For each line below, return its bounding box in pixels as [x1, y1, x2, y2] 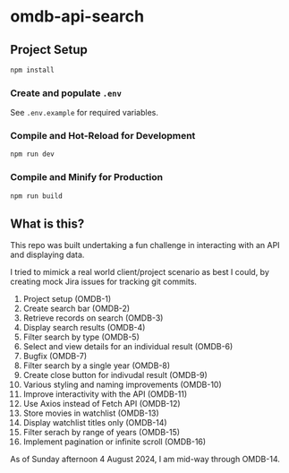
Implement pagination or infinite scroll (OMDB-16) [22, 436, 207, 447]
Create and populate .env [10, 87, 122, 99]
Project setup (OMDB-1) [22, 294, 112, 305]
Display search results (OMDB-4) [22, 322, 146, 333]
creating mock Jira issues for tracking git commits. [10, 276, 198, 288]
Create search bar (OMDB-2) [22, 303, 131, 314]
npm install [10, 65, 55, 74]
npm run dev [10, 150, 55, 159]
